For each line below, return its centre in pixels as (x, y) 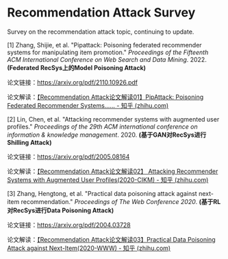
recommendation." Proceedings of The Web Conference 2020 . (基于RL (121, 201)
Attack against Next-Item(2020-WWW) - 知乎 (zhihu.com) (89, 248)
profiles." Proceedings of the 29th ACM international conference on (102, 126)
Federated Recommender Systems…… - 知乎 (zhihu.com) (88, 105)
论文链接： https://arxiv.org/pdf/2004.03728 (69, 225)
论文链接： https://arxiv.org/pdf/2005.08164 (68, 157)
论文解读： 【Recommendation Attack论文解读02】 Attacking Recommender (113, 171)
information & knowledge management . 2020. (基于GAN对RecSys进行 (107, 135)
